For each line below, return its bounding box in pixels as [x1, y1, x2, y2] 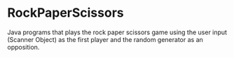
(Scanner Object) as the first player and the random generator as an [7, 35, 203, 43]
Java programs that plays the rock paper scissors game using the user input [7, 28, 228, 36]
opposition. [7, 43, 40, 51]
